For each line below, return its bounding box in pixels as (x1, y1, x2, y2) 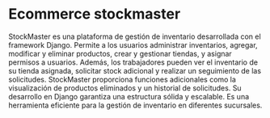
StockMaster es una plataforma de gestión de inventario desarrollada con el (8, 32, 261, 41)
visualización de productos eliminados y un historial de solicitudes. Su (8, 82, 242, 93)
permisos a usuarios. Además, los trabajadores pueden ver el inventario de (8, 57, 259, 67)
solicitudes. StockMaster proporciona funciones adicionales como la (8, 74, 237, 84)
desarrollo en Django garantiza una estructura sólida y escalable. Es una (8, 91, 250, 101)
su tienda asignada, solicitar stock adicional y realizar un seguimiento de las (8, 65, 261, 75)
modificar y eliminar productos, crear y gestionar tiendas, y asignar (8, 48, 232, 58)
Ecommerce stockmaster (8, 5, 181, 23)
